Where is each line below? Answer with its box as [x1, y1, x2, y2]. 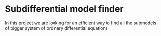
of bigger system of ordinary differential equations [5, 25, 108, 31]
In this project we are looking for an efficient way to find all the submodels [5, 20, 157, 26]
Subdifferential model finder [5, 3, 124, 15]
